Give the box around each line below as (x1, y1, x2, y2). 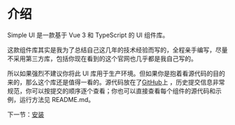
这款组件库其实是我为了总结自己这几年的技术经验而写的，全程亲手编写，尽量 (7, 45, 228, 54)
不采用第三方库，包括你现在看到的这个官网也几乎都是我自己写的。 (7, 54, 197, 63)
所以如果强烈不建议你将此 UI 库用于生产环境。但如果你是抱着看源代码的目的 (7, 69, 226, 78)
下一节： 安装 (7, 110, 44, 119)
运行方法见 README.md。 (19, 95, 95, 103)
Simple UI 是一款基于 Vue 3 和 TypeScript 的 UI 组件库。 (7, 31, 169, 39)
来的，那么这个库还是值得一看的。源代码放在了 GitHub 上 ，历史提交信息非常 (7, 78, 225, 86)
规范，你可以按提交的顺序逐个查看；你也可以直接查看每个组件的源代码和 (7, 87, 215, 95)
